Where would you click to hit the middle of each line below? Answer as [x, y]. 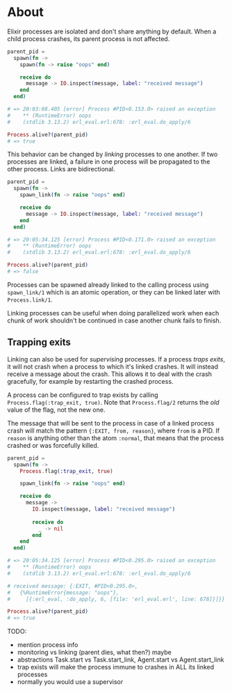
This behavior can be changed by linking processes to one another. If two [113, 155]
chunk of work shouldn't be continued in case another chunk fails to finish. [114, 320]
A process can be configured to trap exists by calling [83, 395]
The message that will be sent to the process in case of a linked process [111, 423]
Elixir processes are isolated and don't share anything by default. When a [112, 31]
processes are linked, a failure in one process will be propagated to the [109, 162]
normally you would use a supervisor [70, 682]
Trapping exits [39, 342]
